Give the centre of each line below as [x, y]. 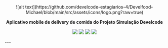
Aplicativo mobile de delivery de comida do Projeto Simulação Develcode [85, 22]
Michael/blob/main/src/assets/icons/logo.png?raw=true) [85, 12]
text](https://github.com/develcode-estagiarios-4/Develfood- [89, 7]
